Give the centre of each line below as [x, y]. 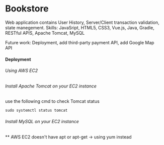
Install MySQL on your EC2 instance [42, 121]
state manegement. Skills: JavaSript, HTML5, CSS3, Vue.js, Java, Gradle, [80, 27]
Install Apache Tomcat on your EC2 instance [51, 86]
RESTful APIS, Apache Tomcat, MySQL [45, 33]
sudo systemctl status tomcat [37, 110]
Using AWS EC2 [22, 71]
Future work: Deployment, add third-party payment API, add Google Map [80, 42]
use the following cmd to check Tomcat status [52, 101]
